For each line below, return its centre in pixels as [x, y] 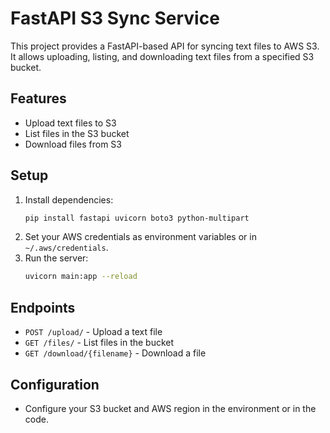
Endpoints [43, 307]
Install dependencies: [69, 199]
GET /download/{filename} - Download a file [115, 353]
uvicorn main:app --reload [81, 277]
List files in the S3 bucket [77, 133]
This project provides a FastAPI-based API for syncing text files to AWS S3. [165, 46]
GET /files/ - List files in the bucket [99, 343]
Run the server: [56, 258]
